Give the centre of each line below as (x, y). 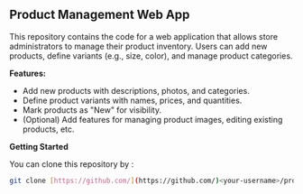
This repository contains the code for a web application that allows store (143, 36)
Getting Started (39, 146)
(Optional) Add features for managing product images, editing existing (152, 119)
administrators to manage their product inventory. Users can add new (138, 46)
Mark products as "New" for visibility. (92, 110)
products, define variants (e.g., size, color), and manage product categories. (151, 55)
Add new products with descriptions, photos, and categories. (136, 90)
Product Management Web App (100, 15)
